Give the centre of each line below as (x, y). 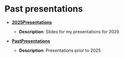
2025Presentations (32, 22)
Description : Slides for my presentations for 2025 (69, 31)
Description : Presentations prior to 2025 (60, 50)
